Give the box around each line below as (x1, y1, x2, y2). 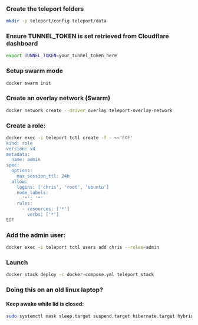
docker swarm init (6, 80, 51, 86)
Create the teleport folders (6, 5, 84, 13)
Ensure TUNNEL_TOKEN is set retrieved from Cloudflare (6, 32, 169, 40)
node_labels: (16, 189, 49, 196)
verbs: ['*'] (27, 212, 60, 218)
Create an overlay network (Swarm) (6, 94, 111, 102)
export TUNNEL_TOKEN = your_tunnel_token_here (6, 52, 117, 59)
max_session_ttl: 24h (16, 173, 70, 179)
